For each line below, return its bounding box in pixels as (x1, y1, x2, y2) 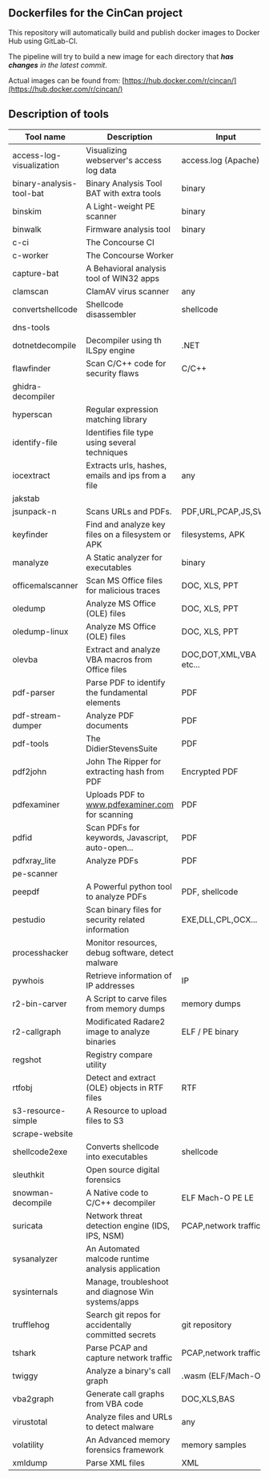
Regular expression (86, 403, 159, 415)
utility (86, 1059, 106, 1070)
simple (12, 1115, 38, 1126)
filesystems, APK (181, 528, 246, 539)
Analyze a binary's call (86, 1365, 171, 1376)
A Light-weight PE (86, 200, 155, 211)
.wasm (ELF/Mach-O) (181, 1370, 264, 1381)
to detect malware (86, 1421, 155, 1432)
